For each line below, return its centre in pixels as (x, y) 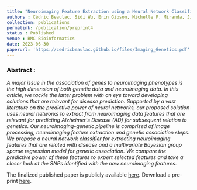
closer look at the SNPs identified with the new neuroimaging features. (92, 164)
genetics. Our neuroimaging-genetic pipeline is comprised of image (88, 126)
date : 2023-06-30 (28, 44)
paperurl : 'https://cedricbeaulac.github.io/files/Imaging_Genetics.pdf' (98, 50)
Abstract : (21, 70)
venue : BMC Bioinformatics (41, 39)
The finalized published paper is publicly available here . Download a (89, 175)
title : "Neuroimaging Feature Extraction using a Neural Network (88, 11)
